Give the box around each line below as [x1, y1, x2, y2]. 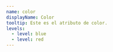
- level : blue [11, 31, 46, 37]
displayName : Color [6, 14, 55, 20]
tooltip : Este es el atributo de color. [6, 20, 108, 26]
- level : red [11, 36, 44, 42]
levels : [6, 25, 26, 32]
